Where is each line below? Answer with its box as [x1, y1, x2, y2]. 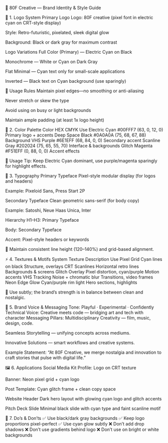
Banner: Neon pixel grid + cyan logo [5, 376, 80, 382]
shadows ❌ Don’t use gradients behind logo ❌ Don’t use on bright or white [5, 426, 159, 432]
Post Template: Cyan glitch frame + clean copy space [5, 386, 116, 392]
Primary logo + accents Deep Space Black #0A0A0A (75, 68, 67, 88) [5, 132, 146, 138]
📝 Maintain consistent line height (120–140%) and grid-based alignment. [5, 246, 154, 252]
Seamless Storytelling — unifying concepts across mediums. [5, 330, 131, 336]
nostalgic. [5, 294, 26, 301]
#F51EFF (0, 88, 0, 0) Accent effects [5, 148, 80, 154]
